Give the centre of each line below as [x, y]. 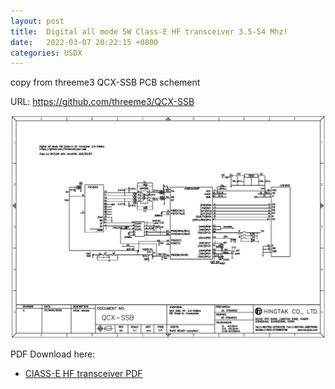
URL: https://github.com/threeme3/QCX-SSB [102, 102]
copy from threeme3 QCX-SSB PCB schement [105, 82]
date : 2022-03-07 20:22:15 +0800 [84, 42]
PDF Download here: [53, 354]
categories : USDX [46, 53]
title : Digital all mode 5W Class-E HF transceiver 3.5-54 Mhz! [149, 31]
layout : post [37, 21]
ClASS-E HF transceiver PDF [83, 374]
